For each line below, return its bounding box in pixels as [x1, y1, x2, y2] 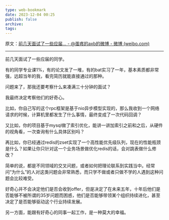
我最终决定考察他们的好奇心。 [5, 94, 67, 101]
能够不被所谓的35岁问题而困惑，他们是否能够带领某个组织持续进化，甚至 [9, 192, 160, 198]
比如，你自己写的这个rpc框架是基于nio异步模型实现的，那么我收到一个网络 [5, 105, 160, 112]
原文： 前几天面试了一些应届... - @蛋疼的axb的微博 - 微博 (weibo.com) [5, 41, 150, 47]
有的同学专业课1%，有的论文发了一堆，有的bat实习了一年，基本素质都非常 [5, 67, 159, 73]
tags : [5, 26, 17, 31]
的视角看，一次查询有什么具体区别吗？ [5, 129, 84, 135]
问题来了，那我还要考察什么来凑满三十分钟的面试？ [5, 84, 111, 90]
